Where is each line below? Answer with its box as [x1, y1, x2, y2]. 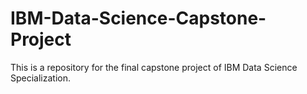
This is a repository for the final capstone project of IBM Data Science [10, 61, 298, 73]
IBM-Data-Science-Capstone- [10, 7, 267, 30]
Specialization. [10, 72, 72, 84]
